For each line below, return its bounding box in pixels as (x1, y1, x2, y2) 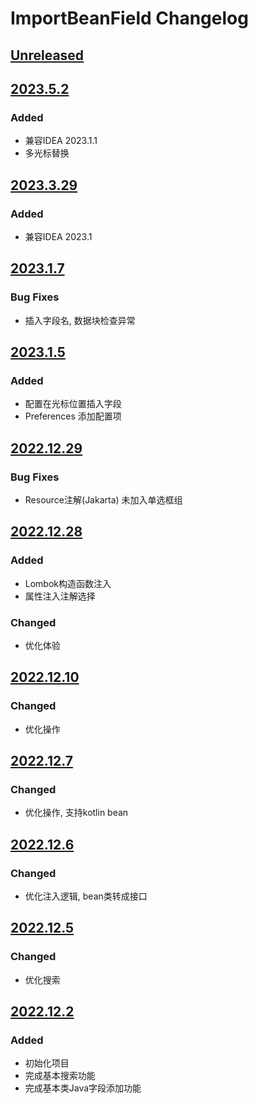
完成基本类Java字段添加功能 (24, 1082, 142, 1094)
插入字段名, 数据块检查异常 (24, 314, 136, 326)
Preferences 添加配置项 (24, 410, 122, 422)
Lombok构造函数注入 (24, 577, 112, 589)
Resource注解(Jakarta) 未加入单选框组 (24, 494, 183, 506)
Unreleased (10, 47, 85, 64)
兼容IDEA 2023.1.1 (24, 135, 98, 147)
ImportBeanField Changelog (10, 7, 249, 30)
